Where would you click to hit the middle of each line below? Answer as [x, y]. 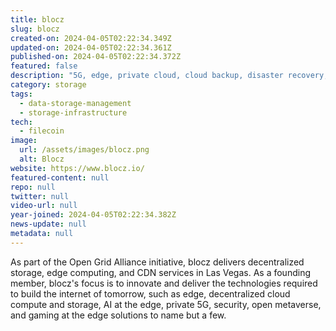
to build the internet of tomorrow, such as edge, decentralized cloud [150, 293]
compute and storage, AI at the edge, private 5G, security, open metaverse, [166, 304]
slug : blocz [35, 29]
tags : [21, 94]
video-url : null [44, 206]
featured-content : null [60, 177]
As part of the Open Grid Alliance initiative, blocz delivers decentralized [157, 262]
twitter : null [40, 196]
